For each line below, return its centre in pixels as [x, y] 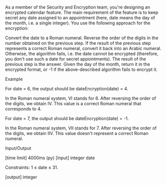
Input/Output [18, 148]
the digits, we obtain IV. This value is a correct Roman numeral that [73, 103]
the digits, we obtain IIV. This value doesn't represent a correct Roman [77, 133]
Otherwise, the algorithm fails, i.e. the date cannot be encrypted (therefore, [82, 54]
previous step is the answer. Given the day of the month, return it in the [78, 64]
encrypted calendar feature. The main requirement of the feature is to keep [82, 12]
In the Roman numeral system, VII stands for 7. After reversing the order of [81, 128]
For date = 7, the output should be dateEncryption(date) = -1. [67, 118]
